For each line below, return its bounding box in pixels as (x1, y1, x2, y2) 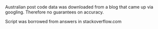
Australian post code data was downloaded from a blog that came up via (5, 4, 154, 10)
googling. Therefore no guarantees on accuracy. (5, 9, 104, 15)
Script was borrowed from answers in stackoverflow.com (5, 19, 122, 24)
